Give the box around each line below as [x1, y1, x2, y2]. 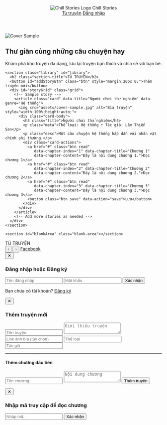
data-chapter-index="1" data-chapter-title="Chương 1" [34, 148, 150, 153]
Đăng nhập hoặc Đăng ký [5, 266, 68, 273]
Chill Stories [92, 5, 117, 10]
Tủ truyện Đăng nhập [62, 10, 105, 16]
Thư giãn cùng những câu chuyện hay [5, 47, 125, 56]
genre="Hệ [5, 101, 26, 106]
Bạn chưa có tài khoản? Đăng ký [5, 288, 72, 294]
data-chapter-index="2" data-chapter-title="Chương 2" [34, 166, 150, 171]
